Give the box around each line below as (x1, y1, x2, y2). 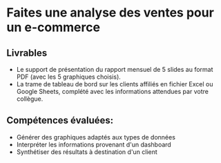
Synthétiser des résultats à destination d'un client (16, 147, 158, 156)
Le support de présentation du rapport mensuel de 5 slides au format (16, 66, 213, 73)
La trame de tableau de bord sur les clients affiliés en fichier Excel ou (16, 80, 213, 88)
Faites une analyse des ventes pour (6, 5, 215, 21)
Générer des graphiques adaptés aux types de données (16, 133, 175, 141)
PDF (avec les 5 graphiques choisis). (16, 73, 122, 81)
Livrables (6, 47, 48, 59)
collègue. (16, 95, 44, 103)
